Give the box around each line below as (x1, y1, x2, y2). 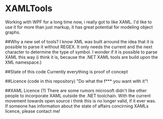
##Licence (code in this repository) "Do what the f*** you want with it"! (5, 78, 148, 84)
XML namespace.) (5, 59, 42, 65)
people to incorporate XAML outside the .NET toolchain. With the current (5, 93, 151, 99)
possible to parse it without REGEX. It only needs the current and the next (5, 44, 152, 50)
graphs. (5, 29, 20, 35)
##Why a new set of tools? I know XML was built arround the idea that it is (5, 38, 154, 44)
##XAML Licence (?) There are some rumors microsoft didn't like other (5, 87, 147, 93)
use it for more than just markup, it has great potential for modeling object (5, 24, 153, 30)
